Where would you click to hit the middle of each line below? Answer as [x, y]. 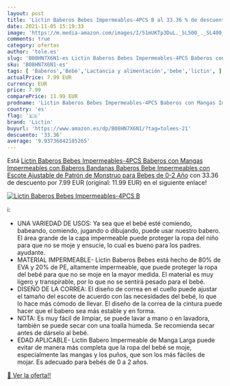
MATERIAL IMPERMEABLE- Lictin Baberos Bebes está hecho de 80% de [119, 260]
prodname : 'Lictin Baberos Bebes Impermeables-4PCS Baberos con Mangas [111, 103]
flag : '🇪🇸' [24, 115]
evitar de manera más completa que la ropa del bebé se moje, [104, 348]
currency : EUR [27, 84]
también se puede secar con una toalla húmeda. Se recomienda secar [116, 326]
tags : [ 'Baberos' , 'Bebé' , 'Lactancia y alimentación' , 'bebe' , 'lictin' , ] [115, 71]
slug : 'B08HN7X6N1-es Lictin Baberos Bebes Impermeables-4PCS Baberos [110, 58]
